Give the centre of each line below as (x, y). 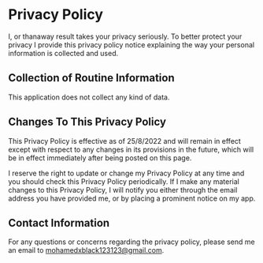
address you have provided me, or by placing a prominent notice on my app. (132, 198)
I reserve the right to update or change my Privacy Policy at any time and (126, 173)
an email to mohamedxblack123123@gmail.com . (86, 250)
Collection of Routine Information (91, 78)
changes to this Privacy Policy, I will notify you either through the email (123, 190)
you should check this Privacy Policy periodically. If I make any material (124, 181)
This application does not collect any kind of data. (89, 97)
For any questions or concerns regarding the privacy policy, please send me (131, 242)
